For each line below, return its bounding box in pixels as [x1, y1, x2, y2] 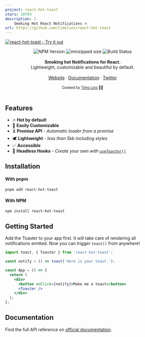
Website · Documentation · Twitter [48, 75, 117, 81]
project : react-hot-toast [5, 7, 58, 12]
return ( [9, 272, 28, 277]
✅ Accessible [12, 142, 41, 148]
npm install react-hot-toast [5, 208, 65, 213]
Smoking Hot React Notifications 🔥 [14, 21, 87, 26]
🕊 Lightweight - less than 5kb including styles [12, 135, 108, 141]
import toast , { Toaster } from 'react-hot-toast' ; [5, 250, 113, 255]
